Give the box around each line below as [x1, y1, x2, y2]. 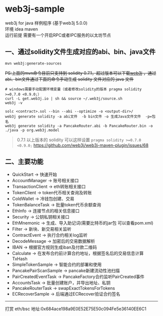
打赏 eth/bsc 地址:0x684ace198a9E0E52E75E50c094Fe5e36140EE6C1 [5, 306, 147, 312]
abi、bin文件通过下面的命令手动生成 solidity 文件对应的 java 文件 [5, 76, 134, 82]
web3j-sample [5, 3, 65, 15]
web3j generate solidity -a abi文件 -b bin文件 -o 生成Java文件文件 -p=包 [5, 114, 156, 119]
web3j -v [5, 100, 23, 105]
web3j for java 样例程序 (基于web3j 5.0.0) [5, 20, 88, 26]
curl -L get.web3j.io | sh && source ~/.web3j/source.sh [5, 96, 123, 101]
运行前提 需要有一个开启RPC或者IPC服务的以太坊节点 [5, 32, 112, 38]
